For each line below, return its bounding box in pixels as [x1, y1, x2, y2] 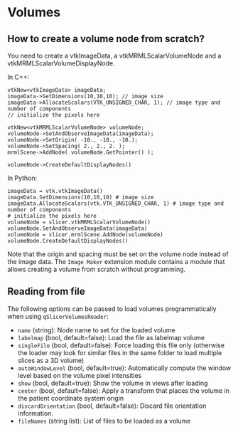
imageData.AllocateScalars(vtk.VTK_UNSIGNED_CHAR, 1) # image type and [7, 200, 224, 207]
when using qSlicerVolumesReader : [7, 312, 109, 320]
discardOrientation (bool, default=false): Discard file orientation [17, 401, 207, 410]
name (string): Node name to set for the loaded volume [17, 325, 175, 334]
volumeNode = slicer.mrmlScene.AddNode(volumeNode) [7, 231, 163, 238]
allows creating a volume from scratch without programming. [7, 265, 186, 273]
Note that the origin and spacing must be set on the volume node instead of [7, 250, 229, 258]
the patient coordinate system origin [17, 394, 124, 402]
